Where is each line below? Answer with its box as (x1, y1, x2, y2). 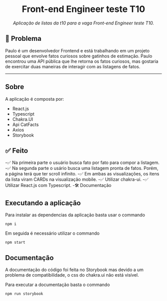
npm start (5, 240, 26, 245)
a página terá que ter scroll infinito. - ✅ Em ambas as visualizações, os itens (5, 171, 160, 177)
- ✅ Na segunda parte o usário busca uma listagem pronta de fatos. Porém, (5, 165, 159, 171)
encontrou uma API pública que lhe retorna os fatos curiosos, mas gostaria (5, 58, 159, 64)
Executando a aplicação (5, 198, 81, 207)
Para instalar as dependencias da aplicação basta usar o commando (5, 212, 145, 218)
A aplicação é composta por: (5, 96, 64, 102)
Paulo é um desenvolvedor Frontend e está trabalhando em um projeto (5, 47, 150, 53)
